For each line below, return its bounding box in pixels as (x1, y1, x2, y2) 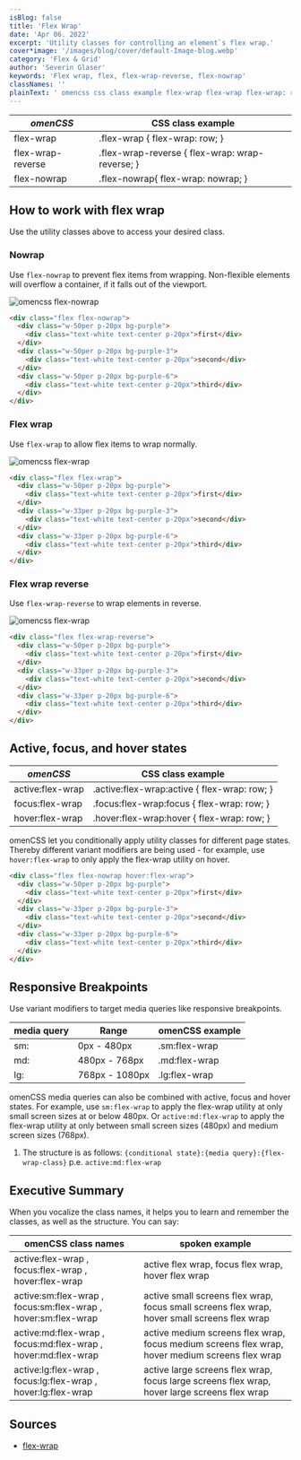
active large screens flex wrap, (142, 1364, 273, 1377)
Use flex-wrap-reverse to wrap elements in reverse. (9, 598, 202, 609)
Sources (9, 1416, 57, 1431)
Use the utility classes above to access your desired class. (9, 226, 226, 238)
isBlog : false (9, 13, 63, 22)
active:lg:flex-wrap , (13, 1364, 99, 1377)
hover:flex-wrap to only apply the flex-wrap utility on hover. (9, 854, 230, 865)
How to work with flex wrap (9, 203, 166, 218)
